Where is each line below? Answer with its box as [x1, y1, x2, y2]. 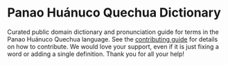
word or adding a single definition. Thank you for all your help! [7, 50, 185, 58]
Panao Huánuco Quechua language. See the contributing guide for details [7, 35, 218, 43]
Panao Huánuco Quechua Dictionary [7, 5, 222, 21]
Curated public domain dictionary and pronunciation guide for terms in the [7, 28, 220, 36]
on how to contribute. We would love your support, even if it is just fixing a [7, 42, 220, 50]
